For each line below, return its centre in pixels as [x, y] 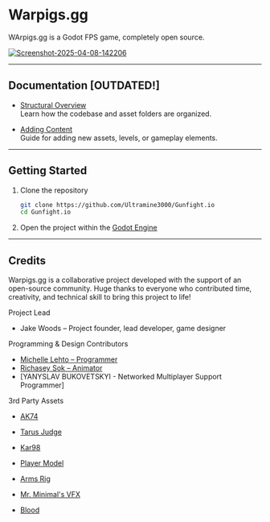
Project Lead [29, 313]
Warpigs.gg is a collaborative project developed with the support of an [125, 280]
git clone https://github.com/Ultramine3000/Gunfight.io [117, 205]
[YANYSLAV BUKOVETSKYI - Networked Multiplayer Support [121, 377]
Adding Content [46, 129]
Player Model [42, 463]
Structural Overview [53, 105]
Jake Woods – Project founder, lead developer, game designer [123, 329]
